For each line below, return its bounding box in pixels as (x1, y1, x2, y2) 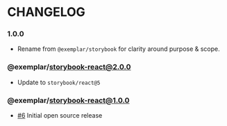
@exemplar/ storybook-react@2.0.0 (7, 62, 131, 72)
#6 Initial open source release (17, 111, 103, 120)
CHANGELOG (7, 4, 85, 20)
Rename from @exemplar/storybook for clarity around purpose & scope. (17, 45, 220, 53)
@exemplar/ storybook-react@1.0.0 (7, 95, 130, 105)
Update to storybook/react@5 (17, 78, 101, 86)
